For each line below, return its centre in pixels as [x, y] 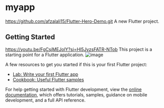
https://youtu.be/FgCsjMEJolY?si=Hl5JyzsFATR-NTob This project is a [79, 49]
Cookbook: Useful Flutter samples [48, 79]
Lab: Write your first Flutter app [45, 74]
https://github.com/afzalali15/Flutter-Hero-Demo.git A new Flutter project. [82, 21]
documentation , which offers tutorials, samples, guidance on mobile [76, 94]
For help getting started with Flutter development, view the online [74, 89]
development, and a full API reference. [45, 100]
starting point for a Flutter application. [45, 55]
